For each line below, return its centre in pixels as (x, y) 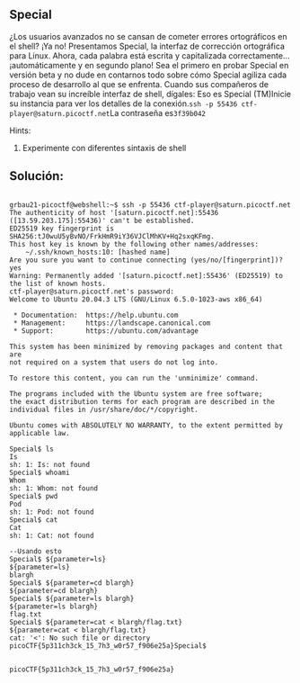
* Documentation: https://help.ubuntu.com (96, 315)
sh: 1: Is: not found (50, 464)
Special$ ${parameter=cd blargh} (72, 583)
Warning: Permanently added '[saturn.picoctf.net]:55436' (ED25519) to (146, 275)
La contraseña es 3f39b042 (158, 112)
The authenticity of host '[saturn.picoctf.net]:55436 (114, 212)
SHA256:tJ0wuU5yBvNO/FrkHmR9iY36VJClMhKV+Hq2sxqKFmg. (112, 236)
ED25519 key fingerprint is (62, 229)
